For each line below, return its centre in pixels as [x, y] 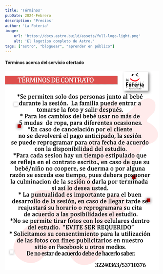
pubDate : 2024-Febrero [28, 15]
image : [12, 31]
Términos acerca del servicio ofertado [45, 63]
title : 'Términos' [24, 10]
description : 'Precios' [29, 21]
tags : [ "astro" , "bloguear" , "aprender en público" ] [60, 46]
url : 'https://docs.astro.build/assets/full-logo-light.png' [77, 36]
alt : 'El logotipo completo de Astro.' [54, 42]
